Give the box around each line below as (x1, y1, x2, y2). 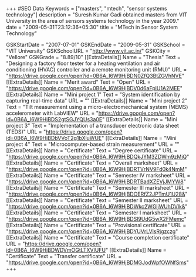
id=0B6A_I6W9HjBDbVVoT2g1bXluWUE (6, 135, 102, 141)
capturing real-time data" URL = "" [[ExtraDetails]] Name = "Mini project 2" (6, 97, 188, 104)
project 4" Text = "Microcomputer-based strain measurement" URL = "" (6, 141, 180, 148)
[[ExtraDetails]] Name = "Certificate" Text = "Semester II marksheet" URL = (6, 197, 189, 204)
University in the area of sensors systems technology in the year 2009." (6, 18, 180, 24)
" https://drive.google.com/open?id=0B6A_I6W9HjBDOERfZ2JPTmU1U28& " (6, 190, 188, 197)
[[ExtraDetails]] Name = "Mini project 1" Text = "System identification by (6, 91, 181, 98)
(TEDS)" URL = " (6, 128, 46, 135)
